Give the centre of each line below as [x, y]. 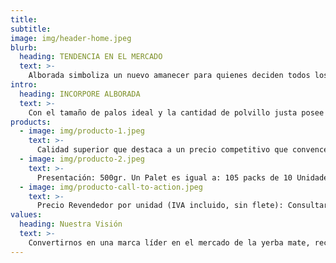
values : [26, 215]
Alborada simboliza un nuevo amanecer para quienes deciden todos [169, 76]
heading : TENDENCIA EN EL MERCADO [91, 57]
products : [31, 122]
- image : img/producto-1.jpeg [82, 131]
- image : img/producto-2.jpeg [82, 159]
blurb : [24, 47]
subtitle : [31, 29]
